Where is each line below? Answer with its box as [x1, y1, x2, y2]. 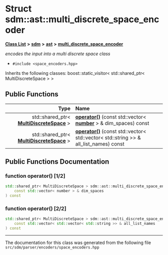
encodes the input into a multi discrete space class [5, 51, 110, 57]
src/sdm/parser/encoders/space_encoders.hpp [5, 244, 99, 250]
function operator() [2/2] [5, 205, 66, 212]
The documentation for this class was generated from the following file [5, 239, 151, 245]
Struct [5, 3, 32, 15]
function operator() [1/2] [5, 173, 65, 180]
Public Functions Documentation [5, 158, 109, 166]
